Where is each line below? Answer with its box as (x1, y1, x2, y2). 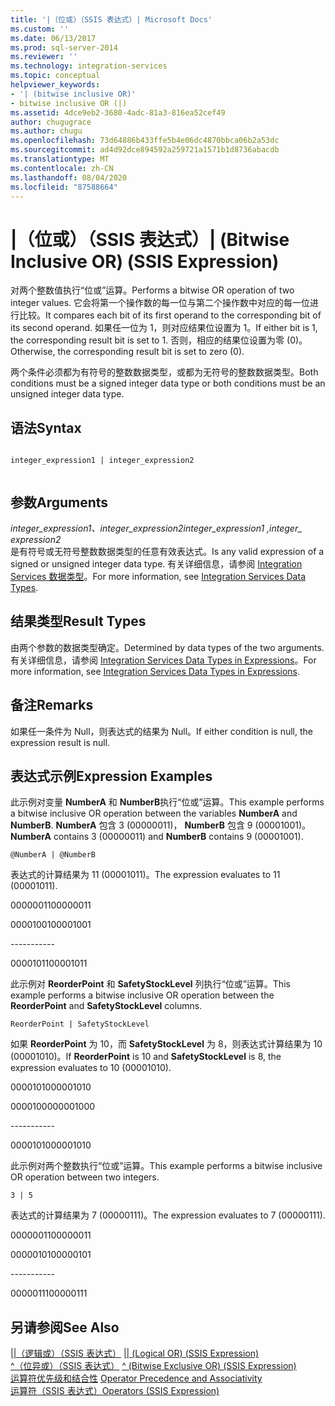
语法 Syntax (10, 419, 82, 436)
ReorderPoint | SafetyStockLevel (10, 1019, 150, 1030)
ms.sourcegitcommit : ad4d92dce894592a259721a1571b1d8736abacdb (10, 145, 280, 155)
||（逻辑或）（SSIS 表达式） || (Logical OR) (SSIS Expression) (10, 1347, 260, 1360)
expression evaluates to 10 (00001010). (10, 1062, 172, 1074)
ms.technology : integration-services (10, 61, 168, 71)
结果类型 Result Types (10, 613, 147, 630)
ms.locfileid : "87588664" (10, 182, 118, 192)
